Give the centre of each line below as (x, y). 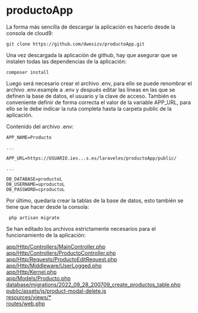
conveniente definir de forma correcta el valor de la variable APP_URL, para (99, 102)
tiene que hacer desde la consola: (48, 206)
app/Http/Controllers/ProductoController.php (61, 253)
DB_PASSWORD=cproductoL (36, 189)
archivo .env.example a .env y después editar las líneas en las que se (91, 89)
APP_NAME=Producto (29, 137)
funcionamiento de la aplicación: (46, 235)
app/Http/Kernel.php (32, 272)
